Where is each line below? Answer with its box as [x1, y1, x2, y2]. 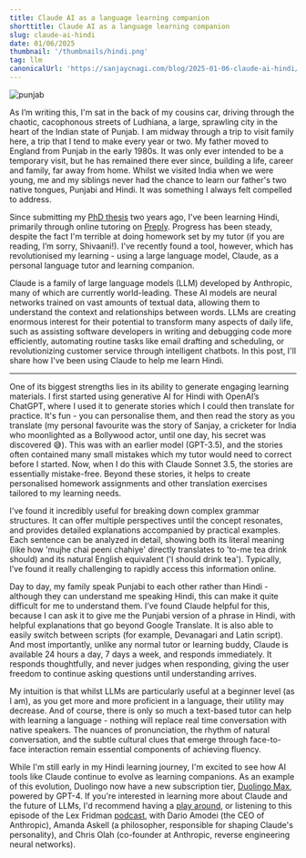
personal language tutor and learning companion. [9, 260, 195, 271]
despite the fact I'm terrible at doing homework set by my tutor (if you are [9, 230, 285, 241]
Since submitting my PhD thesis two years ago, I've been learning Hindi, [9, 211, 280, 222]
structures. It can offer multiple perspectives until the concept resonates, [9, 515, 284, 526]
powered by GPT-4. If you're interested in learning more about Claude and [9, 790, 289, 802]
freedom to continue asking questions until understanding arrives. [9, 668, 257, 679]
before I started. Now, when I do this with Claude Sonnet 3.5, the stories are [9, 458, 293, 469]
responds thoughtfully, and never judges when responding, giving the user [9, 658, 290, 669]
